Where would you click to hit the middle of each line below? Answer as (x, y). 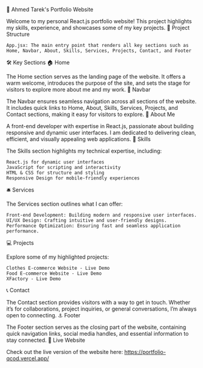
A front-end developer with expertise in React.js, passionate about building (100, 126)
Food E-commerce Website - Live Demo (54, 273)
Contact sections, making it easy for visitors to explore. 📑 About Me (91, 114)
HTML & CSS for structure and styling (55, 173)
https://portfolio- (145, 352)
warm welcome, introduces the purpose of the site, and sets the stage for (98, 83)
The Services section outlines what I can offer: (64, 204)
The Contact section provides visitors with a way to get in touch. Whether (98, 302)
